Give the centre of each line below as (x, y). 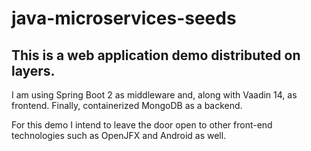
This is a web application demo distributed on (156, 55)
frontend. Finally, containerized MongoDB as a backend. (127, 105)
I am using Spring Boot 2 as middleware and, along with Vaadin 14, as (154, 95)
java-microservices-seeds (124, 18)
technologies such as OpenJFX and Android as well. (119, 135)
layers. (33, 70)
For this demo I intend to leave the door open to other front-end (142, 125)
